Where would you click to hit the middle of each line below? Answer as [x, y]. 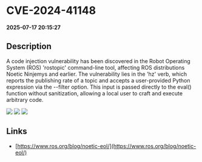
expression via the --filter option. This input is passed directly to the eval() [99, 87]
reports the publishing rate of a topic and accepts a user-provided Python [98, 80]
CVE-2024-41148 [51, 11]
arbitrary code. [25, 100]
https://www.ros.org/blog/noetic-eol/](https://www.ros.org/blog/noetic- [107, 146]
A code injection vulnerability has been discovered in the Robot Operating [99, 61]
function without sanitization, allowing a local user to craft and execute [95, 93]
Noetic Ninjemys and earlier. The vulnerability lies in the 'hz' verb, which [96, 74]
